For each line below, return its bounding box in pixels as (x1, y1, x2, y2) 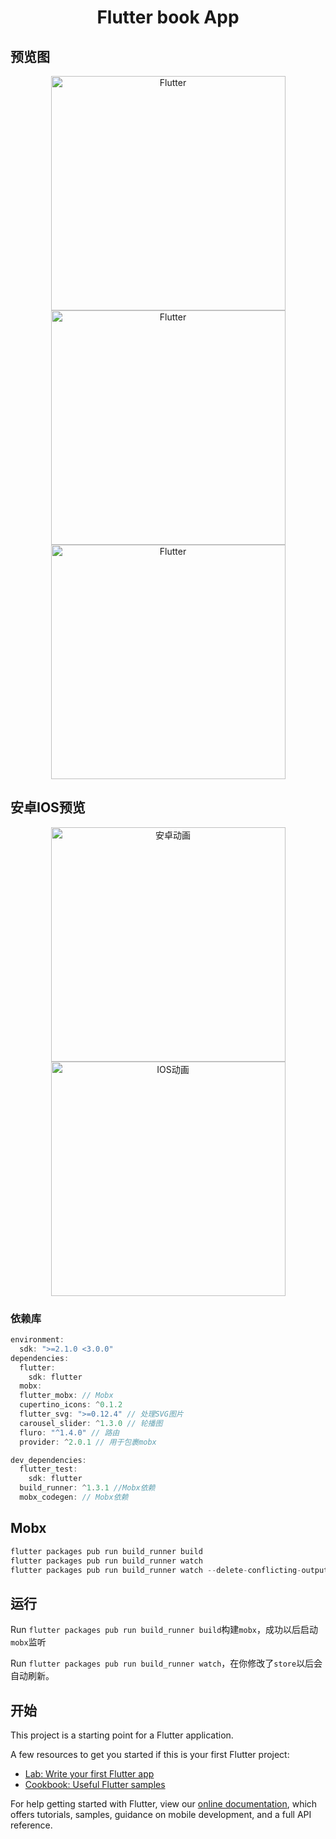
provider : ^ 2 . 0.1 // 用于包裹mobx (19, 1437, 157, 1447)
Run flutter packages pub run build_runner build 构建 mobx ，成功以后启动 (10, 1624, 318, 1636)
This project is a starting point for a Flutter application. (10, 1729, 234, 1741)
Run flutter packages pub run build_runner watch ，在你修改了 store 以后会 (10, 1657, 323, 1670)
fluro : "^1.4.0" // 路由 (19, 1427, 120, 1438)
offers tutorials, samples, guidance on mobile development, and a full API (10, 1809, 312, 1821)
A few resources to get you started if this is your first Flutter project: (10, 1749, 290, 1761)
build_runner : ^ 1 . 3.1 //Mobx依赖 (19, 1483, 156, 1493)
